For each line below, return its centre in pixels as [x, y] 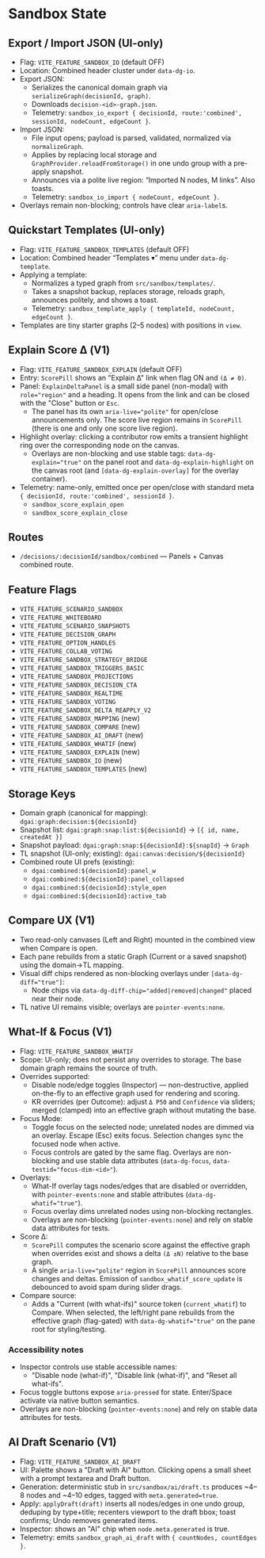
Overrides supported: [55, 1076]
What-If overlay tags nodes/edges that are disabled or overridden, [139, 1185]
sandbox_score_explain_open [78, 504]
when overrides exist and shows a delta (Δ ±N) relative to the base [140, 1253]
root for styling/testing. [69, 1329]
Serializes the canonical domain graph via [100, 87]
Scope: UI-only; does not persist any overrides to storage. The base [131, 1059]
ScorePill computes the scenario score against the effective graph [141, 1245]
